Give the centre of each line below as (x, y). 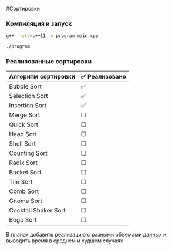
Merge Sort (25, 115)
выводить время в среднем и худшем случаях (65, 241)
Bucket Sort (25, 173)
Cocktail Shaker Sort (37, 211)
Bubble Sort (26, 86)
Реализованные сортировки (49, 61)
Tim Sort (21, 182)
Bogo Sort (23, 220)
